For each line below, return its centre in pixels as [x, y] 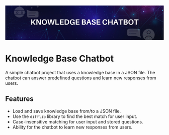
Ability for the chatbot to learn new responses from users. [72, 127]
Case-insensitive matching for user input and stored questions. [78, 121]
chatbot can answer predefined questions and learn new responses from [81, 78]
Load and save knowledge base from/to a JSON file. [67, 111]
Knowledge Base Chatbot [60, 58]
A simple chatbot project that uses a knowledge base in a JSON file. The [80, 72]
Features [19, 99]
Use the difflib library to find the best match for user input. [75, 116]
